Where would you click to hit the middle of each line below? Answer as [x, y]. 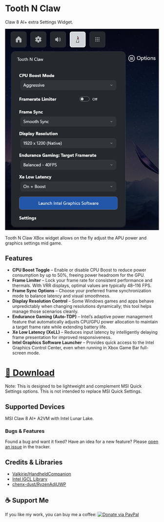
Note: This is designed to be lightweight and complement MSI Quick [73, 386]
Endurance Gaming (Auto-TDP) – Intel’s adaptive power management [82, 317]
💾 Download [30, 372]
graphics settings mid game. [34, 243]
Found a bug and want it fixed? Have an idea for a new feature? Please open [82, 442]
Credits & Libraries [34, 462]
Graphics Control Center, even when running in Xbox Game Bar [76, 348]
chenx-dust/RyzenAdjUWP [39, 484]
